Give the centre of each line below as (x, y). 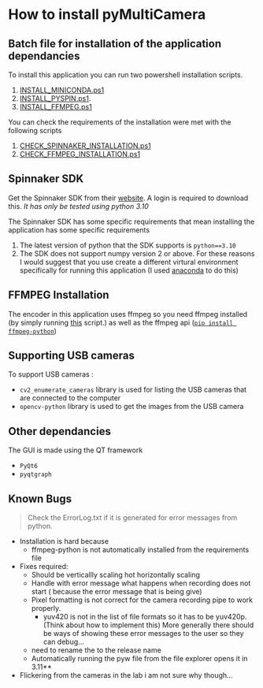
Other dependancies (60, 431)
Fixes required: (44, 567)
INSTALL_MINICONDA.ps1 (62, 90)
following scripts (35, 130)
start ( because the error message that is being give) (117, 592)
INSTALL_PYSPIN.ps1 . (55, 99)
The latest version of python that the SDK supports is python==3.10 (128, 245)
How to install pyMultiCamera (107, 15)
